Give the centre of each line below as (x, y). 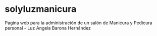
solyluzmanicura (41, 9)
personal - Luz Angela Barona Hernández (48, 28)
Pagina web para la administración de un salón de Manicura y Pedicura (78, 23)
